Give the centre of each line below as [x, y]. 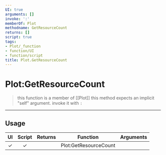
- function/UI [20, 51]
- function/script [24, 55]
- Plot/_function [23, 46]
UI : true [14, 10]
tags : [11, 42]
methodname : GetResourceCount [36, 28]
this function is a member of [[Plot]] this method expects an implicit [86, 98]
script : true [19, 37]
